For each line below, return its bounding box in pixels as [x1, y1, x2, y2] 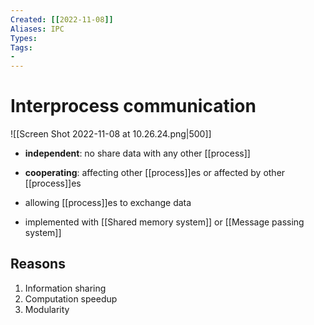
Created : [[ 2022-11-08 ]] [10, 14, 114, 25]
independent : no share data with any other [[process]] [24, 147, 251, 160]
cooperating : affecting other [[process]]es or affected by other [24, 167, 286, 179]
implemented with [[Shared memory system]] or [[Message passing [24, 216, 305, 228]
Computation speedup [24, 292, 118, 305]
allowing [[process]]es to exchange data [24, 197, 192, 209]
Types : [10, 33, 38, 43]
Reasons [10, 256, 66, 273]
